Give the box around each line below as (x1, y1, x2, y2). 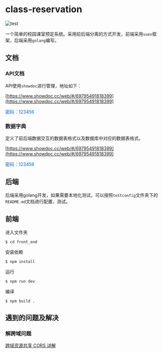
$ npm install (5, 259, 36, 264)
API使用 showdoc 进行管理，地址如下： (5, 82, 82, 89)
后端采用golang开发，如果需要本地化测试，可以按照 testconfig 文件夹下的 (5, 192, 158, 198)
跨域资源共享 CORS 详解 (5, 342, 56, 349)
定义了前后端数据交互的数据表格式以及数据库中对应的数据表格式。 (5, 135, 143, 141)
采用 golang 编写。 (22, 37, 59, 43)
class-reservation (5, 4, 82, 15)
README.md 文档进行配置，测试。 (5, 198, 71, 204)
